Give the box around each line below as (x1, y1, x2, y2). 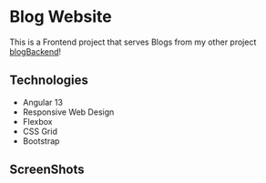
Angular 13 (22, 97, 64, 107)
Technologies (9, 73, 89, 88)
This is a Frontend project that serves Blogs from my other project (9, 36, 257, 47)
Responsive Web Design (22, 107, 115, 117)
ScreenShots (9, 162, 85, 178)
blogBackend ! (9, 46, 62, 56)
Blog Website (9, 6, 112, 27)
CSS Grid (22, 126, 57, 137)
